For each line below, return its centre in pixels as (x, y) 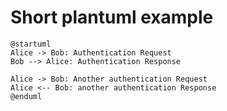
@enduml (26, 96)
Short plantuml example (112, 17)
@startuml (31, 44)
